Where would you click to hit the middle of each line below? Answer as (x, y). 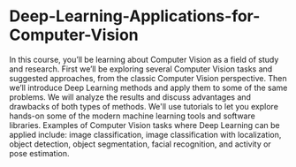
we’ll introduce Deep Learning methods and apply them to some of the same (148, 87)
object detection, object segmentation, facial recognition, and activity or (140, 144)
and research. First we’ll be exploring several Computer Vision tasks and (141, 69)
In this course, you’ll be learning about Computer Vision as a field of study (144, 59)
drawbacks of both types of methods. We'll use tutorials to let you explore (144, 106)
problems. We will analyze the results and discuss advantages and (130, 97)
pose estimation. (39, 153)
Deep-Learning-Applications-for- (135, 16)
